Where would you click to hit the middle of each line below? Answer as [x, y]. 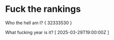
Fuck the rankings [43, 9]
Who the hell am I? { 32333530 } [39, 23]
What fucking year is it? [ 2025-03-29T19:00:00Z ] [57, 32]
